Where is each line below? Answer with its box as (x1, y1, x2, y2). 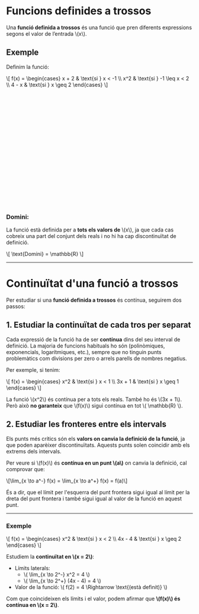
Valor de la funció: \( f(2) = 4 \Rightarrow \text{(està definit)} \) (14, 583, 168, 590)
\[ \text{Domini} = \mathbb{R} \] (6, 250, 84, 258)
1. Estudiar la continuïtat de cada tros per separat (6, 320, 191, 330)
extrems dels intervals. (6, 447, 62, 455)
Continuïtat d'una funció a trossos (6, 277, 179, 290)
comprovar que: (6, 465, 46, 472)
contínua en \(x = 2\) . (6, 601, 59, 608)
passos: (6, 302, 25, 310)
